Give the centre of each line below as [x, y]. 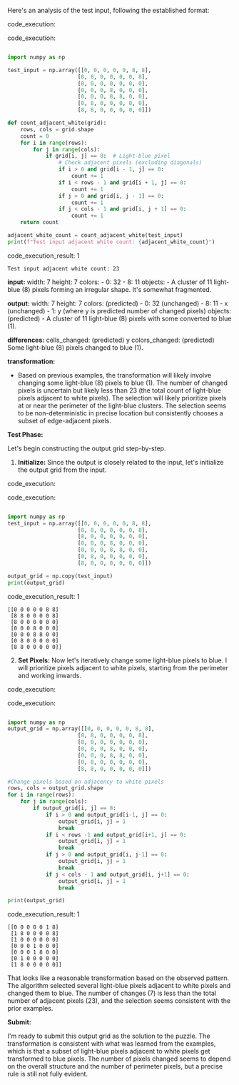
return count [40, 223]
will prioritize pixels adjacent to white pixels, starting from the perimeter [123, 667]
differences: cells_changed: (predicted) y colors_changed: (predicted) [111, 340]
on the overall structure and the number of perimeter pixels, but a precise [115, 1066]
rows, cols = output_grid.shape [55, 788]
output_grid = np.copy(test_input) [60, 576]
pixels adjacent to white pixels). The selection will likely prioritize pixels [122, 398]
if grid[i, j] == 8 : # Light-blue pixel [108, 156]
